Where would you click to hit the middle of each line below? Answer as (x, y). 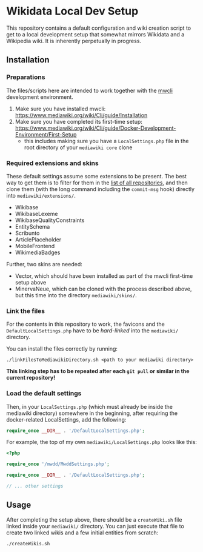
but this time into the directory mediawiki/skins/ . (76, 295)
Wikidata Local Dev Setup (72, 11)
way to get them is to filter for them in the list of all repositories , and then (97, 183)
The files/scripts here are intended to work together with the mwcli (90, 90)
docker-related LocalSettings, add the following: (66, 419)
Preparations (26, 77)
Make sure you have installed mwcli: (60, 109)
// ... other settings (35, 486)
